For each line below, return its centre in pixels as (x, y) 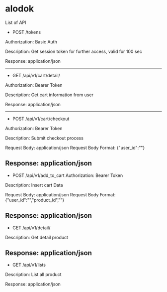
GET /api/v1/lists (29, 265)
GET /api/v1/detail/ (31, 228)
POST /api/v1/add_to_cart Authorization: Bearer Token (68, 175)
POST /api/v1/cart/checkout (41, 119)
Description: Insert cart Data (34, 185)
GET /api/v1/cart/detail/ (36, 75)
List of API (16, 22)
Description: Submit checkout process (44, 138)
